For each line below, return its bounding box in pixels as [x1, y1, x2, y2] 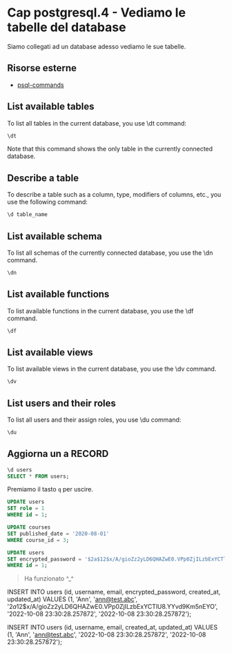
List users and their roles [7, 397, 116, 409]
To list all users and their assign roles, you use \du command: [7, 416, 182, 424]
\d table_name [7, 211, 48, 218]
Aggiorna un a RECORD [7, 448, 109, 460]
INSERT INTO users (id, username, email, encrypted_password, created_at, [7, 588, 221, 596]
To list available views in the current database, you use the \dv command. [7, 364, 217, 373]
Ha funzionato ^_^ [23, 574, 74, 583]
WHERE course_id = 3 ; [7, 536, 70, 543]
